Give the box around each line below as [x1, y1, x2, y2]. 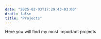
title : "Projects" [5, 16, 42, 20]
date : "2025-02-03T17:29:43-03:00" [5, 7, 77, 12]
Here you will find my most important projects [5, 29, 97, 35]
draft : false [5, 11, 32, 16]
